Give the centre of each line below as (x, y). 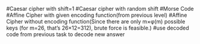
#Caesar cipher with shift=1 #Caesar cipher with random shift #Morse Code (100, 9)
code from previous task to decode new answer (66, 34)
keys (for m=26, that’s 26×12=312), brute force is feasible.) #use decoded (98, 28)
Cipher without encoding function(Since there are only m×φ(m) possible (96, 21)
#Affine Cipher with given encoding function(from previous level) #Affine (97, 15)
